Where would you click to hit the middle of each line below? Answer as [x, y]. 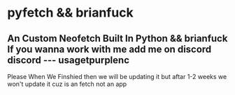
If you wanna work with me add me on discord [109, 49]
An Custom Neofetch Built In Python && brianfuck [117, 38]
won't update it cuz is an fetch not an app [67, 84]
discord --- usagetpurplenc [68, 60]
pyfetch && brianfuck [71, 13]
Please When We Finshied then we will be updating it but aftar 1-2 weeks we [117, 77]
